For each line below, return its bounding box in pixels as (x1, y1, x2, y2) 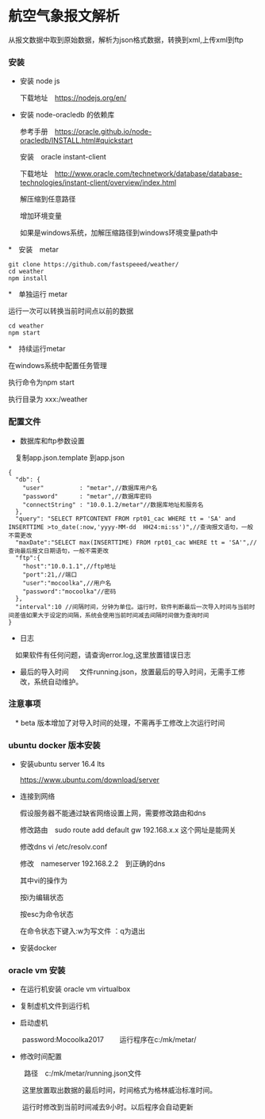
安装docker (19, 943, 57, 952)
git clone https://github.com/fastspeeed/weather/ (8, 261, 179, 269)
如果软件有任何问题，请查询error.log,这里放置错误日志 (14, 650, 191, 659)
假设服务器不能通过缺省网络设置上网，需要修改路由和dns (19, 808, 206, 818)
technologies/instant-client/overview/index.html (19, 178, 177, 187)
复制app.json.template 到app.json (14, 453, 125, 462)
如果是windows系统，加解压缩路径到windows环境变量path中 (19, 228, 218, 238)
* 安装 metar (8, 245, 60, 255)
